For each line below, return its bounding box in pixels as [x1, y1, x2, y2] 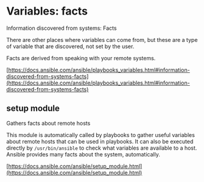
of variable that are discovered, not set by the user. [6, 43, 135, 50]
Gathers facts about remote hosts [6, 119, 91, 127]
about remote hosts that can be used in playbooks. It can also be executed [6, 138, 194, 145]
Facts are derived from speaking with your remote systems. [6, 54, 156, 61]
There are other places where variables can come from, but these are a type [6, 36, 198, 43]
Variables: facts [6, 4, 88, 18]
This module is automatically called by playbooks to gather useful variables [6, 131, 195, 138]
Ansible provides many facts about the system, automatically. [6, 150, 160, 158]
